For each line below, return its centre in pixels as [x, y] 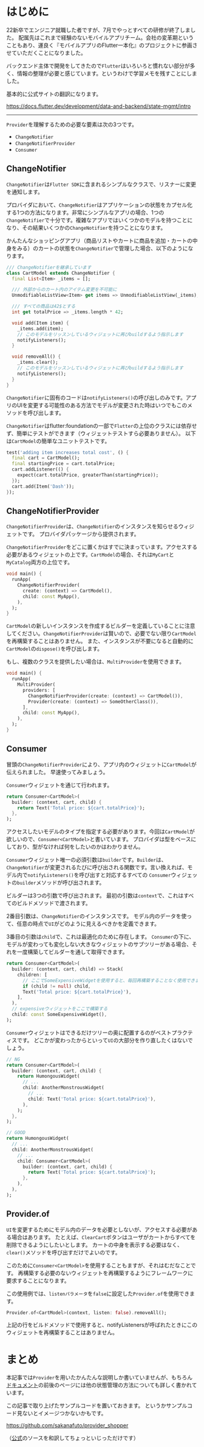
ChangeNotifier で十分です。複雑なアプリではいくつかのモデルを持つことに [100, 220]
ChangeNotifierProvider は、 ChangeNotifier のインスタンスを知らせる [92, 527]
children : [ [32, 975]
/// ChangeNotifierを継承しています [49, 267]
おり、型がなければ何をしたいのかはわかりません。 [80, 847]
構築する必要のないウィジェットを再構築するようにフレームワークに [108, 1273]
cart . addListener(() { [40, 469]
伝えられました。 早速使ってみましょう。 [57, 772]
